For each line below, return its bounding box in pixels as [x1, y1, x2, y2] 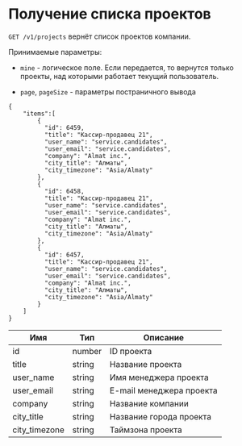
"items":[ [23, 110, 56, 118]
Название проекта [109, 358, 182, 369]
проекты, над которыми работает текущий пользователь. [19, 71, 219, 81]
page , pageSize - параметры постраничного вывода [19, 86, 196, 97]
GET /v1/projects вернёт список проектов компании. [8, 31, 191, 41]
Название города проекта [109, 411, 212, 422]
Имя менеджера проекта [109, 372, 209, 383]
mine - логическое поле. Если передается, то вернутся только [19, 62, 234, 73]
